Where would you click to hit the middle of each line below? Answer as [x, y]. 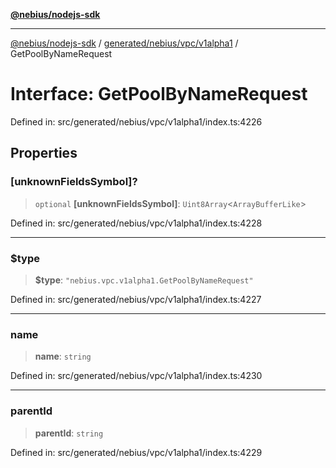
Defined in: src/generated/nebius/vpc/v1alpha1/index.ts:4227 [136, 299]
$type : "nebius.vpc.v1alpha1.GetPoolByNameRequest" [144, 280]
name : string [63, 356]
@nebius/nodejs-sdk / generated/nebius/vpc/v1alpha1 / [124, 43]
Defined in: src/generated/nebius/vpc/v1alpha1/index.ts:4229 [136, 452]
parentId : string [69, 433]
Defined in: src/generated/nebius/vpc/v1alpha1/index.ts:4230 [136, 376]
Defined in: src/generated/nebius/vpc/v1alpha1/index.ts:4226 [136, 121]
